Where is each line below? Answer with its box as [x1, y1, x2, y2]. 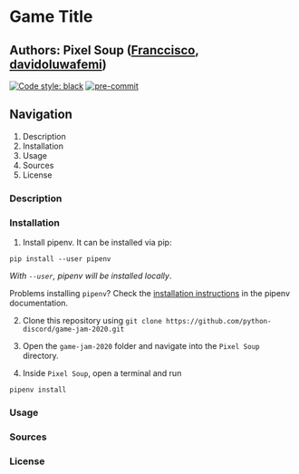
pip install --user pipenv [9, 255, 111, 264]
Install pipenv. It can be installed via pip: [22, 237, 172, 248]
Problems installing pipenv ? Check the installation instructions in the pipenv [9, 288, 291, 299]
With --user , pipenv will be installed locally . [9, 270, 172, 282]
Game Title [9, 6, 93, 27]
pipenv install [9, 385, 67, 395]
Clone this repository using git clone [22, 315, 163, 326]
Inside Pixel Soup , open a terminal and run [22, 368, 182, 379]
